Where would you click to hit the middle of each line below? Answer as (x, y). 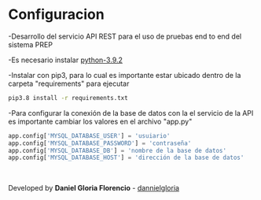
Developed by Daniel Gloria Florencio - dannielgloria (94, 188)
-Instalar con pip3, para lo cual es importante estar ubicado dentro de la (125, 75)
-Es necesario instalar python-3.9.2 (66, 60)
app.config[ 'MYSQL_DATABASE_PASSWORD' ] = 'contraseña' (100, 143)
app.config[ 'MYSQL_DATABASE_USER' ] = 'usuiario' (89, 135)
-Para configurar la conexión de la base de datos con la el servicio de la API (131, 113)
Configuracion (56, 15)
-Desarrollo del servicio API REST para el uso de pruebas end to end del (125, 36)
